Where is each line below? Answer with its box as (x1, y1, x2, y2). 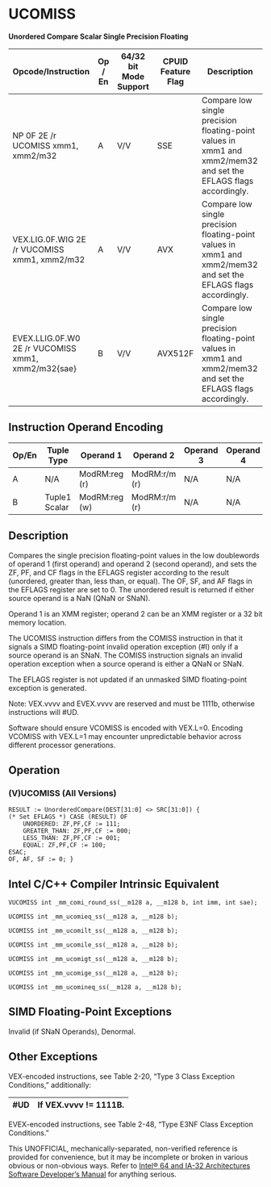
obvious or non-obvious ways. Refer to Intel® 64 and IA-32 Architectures (8, 1160, 251, 1170)
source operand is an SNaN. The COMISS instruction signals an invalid (8, 650, 244, 660)
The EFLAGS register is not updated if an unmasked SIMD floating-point (8, 675, 248, 684)
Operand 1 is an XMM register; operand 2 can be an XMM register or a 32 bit (8, 608, 263, 618)
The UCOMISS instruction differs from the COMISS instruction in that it (8, 633, 244, 642)
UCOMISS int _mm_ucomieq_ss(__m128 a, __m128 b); (8, 913, 179, 921)
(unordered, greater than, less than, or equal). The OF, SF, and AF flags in (8, 576, 252, 586)
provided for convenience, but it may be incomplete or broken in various (8, 1151, 248, 1162)
